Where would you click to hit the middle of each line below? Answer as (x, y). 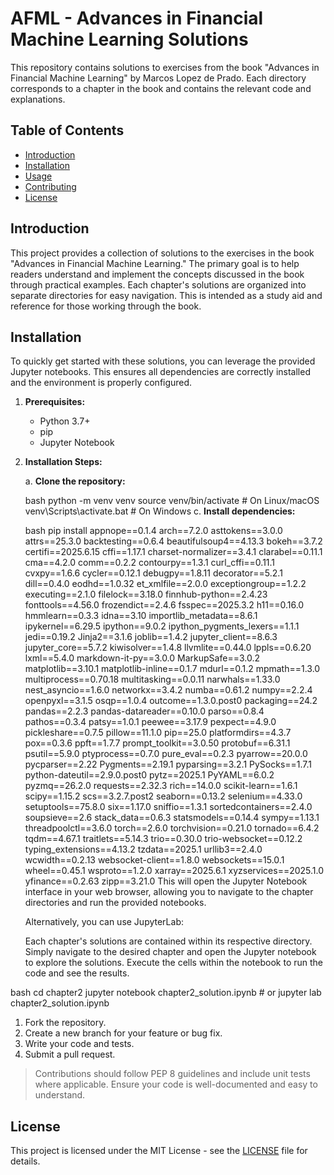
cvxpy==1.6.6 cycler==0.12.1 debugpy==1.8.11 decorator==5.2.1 (153, 573)
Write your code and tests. (79, 1044)
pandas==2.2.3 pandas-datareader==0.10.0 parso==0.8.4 (144, 711)
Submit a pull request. (70, 1054)
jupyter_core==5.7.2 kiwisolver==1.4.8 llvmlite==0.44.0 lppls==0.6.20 (168, 648)
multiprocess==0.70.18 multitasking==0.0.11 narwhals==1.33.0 (152, 679)
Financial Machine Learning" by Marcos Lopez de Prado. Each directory (158, 78)
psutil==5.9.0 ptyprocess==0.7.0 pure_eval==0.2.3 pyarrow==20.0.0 (166, 754)
